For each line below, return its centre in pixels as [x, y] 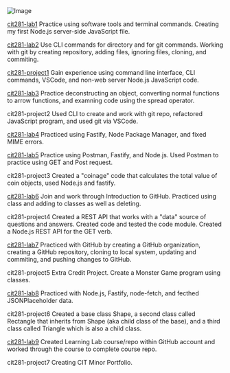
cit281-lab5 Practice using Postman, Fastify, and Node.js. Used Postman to [113, 155]
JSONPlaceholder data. [40, 301]
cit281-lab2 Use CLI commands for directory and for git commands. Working [115, 45]
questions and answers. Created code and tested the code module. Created [114, 224]
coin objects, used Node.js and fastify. [61, 183]
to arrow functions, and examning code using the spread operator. [101, 100]
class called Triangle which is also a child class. [74, 328]
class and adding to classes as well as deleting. [74, 203]
